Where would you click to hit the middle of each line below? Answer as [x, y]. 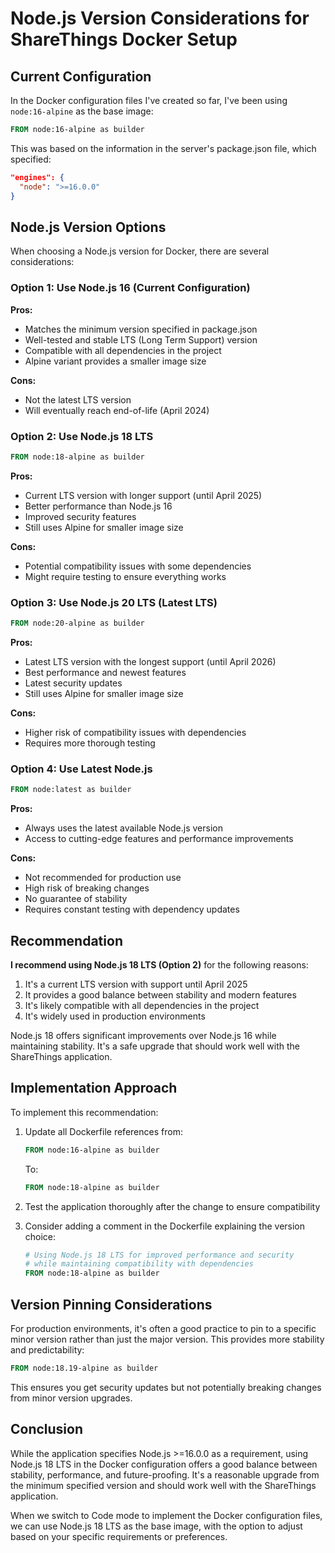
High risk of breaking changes [87, 888]
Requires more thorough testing [90, 743]
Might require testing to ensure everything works [125, 576]
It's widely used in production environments [115, 1016]
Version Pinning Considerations [111, 1304]
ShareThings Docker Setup [124, 39]
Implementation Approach [94, 1088]
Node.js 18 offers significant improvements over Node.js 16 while [143, 1035]
